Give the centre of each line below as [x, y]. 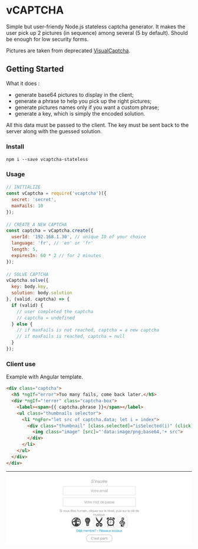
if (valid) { [27, 305]
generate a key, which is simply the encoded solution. [80, 113]
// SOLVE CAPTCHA [27, 274]
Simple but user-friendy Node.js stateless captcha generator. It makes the [96, 27]
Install [15, 146]
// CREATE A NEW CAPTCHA [37, 225]
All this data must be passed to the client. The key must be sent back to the [98, 125]
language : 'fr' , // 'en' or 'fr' [52, 243]
